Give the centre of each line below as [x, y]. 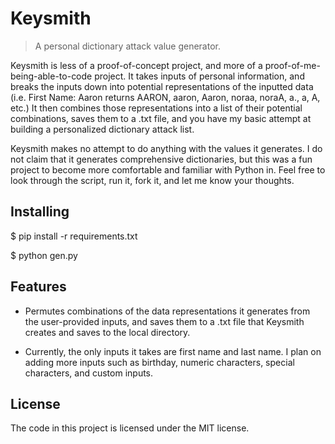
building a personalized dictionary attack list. [102, 129]
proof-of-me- [292, 65]
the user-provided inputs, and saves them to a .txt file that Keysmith [164, 321]
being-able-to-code [51, 76]
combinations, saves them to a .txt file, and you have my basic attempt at [161, 118]
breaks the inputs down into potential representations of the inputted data [162, 86]
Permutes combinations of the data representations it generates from [167, 311]
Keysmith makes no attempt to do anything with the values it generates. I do [166, 148]
